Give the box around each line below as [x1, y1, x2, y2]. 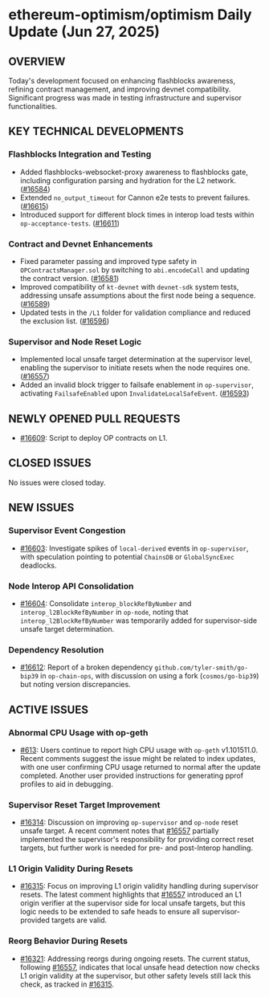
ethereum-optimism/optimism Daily [8, 6, 252, 24]
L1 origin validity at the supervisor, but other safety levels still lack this [19, 971, 251, 980]
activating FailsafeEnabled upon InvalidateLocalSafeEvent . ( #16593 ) [19, 389, 250, 398]
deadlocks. [19, 560, 57, 570]
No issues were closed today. [8, 478, 106, 487]
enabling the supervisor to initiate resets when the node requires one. [19, 363, 251, 372]
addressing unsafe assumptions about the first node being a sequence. [19, 291, 256, 300]
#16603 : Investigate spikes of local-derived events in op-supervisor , [19, 543, 249, 553]
